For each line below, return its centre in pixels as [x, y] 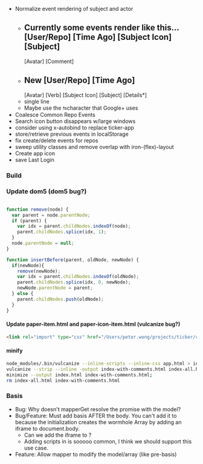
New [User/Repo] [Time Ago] [79, 80]
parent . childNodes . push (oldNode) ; [60, 299]
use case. [36, 448]
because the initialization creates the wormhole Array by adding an [98, 422]
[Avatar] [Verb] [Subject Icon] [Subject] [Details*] [85, 95]
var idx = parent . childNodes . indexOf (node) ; [74, 227]
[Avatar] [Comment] [49, 61]
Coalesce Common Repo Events [55, 114]
